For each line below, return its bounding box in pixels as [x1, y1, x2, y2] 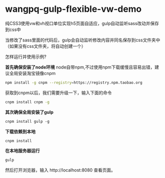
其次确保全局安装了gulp [5, 109, 54, 115]
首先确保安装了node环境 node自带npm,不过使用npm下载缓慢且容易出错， [5, 64, 155, 70]
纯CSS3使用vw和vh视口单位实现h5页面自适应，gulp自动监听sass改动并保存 [5, 20, 159, 26]
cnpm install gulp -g [5, 119, 50, 124]
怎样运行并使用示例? [5, 53, 47, 60]
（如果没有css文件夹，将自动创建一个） [5, 43, 86, 49]
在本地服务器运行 [5, 148, 40, 154]
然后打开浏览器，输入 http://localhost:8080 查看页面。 [5, 167, 116, 173]
